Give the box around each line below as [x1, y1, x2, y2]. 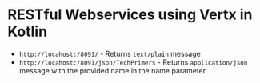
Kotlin [7, 22, 48, 41]
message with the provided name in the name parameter [18, 65, 206, 75]
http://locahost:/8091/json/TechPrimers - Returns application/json [18, 57, 248, 67]
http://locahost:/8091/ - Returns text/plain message [18, 49, 201, 58]
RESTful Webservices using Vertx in [7, 6, 253, 24]
